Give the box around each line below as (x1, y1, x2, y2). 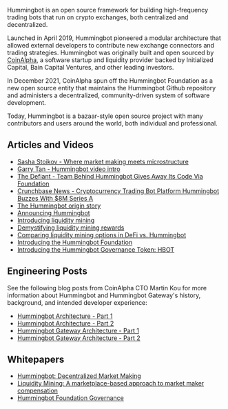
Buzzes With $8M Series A (17, 194, 94, 202)
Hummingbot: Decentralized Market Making (17, 372, 141, 380)
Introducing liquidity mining (17, 216, 95, 224)
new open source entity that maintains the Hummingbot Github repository (7, 84, 216, 92)
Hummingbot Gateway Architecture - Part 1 (17, 326, 140, 335)
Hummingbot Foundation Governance (17, 394, 124, 402)
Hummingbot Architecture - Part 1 (17, 312, 113, 320)
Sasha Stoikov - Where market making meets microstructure (17, 157, 189, 166)
